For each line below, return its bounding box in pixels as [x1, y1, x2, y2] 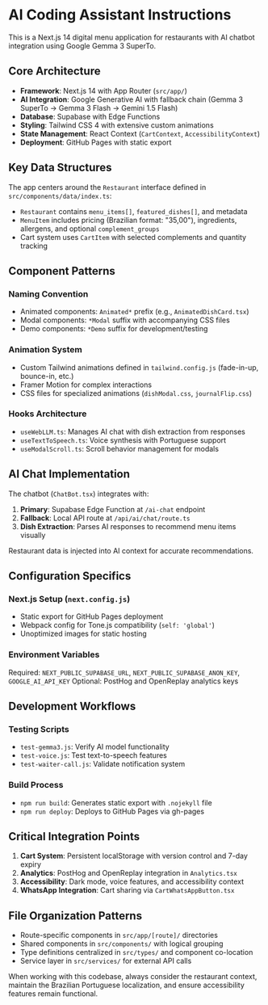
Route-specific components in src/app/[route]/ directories [19, 931, 218, 940]
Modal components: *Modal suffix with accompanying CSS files [19, 315, 230, 325]
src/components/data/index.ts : [8, 191, 112, 200]
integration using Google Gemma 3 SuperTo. [8, 40, 157, 50]
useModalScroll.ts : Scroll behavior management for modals [19, 444, 220, 453]
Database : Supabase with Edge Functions [19, 111, 161, 121]
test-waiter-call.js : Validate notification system [19, 759, 186, 769]
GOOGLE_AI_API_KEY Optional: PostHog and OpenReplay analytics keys [8, 676, 239, 686]
